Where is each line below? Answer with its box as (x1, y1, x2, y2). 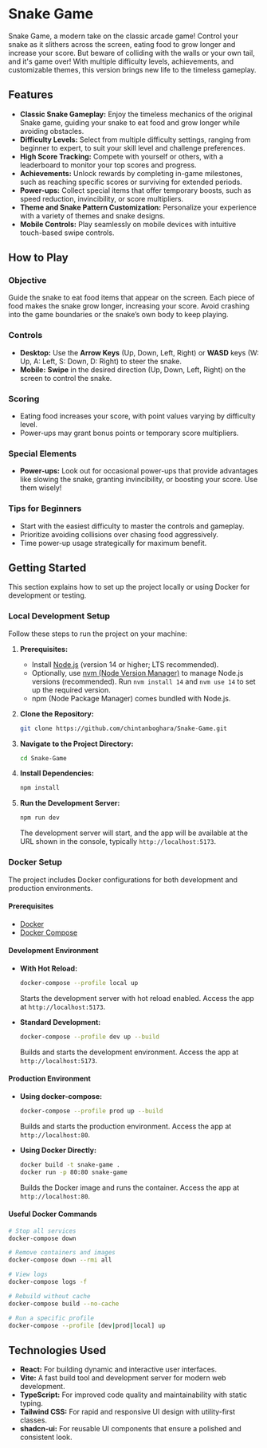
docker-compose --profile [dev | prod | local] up (8, 1321, 166, 1329)
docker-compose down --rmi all (8, 1256, 112, 1264)
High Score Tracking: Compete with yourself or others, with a (19, 151, 224, 161)
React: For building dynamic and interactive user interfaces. (19, 1364, 218, 1375)
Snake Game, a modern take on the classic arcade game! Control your (8, 31, 239, 41)
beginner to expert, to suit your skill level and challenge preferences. (19, 143, 245, 152)
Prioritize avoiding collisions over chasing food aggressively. (19, 529, 219, 539)
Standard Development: (19, 1017, 101, 1026)
